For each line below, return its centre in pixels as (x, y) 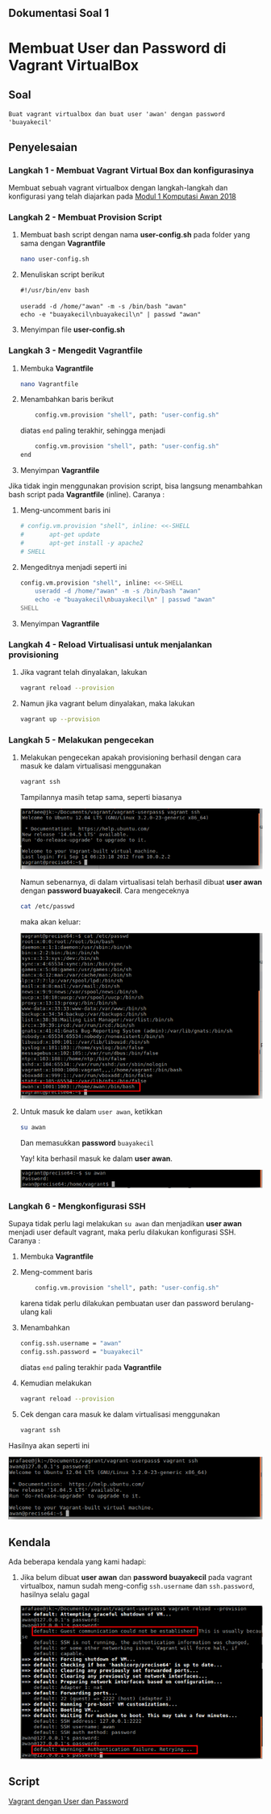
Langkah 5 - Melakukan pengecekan (81, 740)
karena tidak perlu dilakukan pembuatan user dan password (120, 1304)
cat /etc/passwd (47, 907)
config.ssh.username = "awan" (71, 1343)
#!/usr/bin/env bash (54, 291)
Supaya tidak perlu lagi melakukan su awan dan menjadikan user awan (125, 1224)
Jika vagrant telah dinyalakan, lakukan (83, 672)
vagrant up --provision (60, 719)
